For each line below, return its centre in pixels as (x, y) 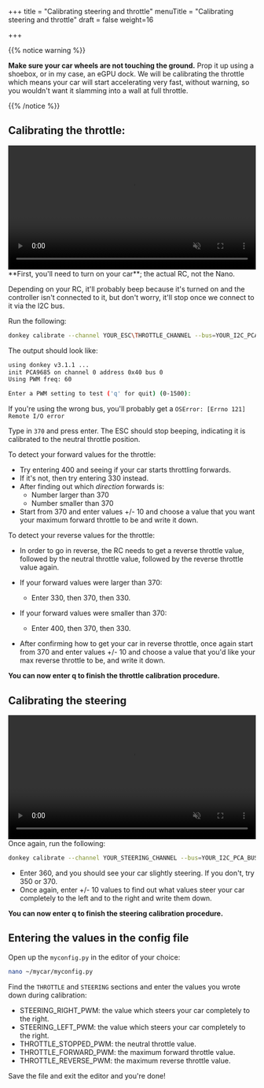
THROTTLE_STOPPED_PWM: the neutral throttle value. (108, 1044)
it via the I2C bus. (37, 306)
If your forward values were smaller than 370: (93, 613)
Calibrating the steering (68, 700)
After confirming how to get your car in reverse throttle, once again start (136, 644)
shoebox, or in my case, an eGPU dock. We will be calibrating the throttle (126, 74)
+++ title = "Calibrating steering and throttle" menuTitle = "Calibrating (121, 11)
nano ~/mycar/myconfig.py (50, 971)
